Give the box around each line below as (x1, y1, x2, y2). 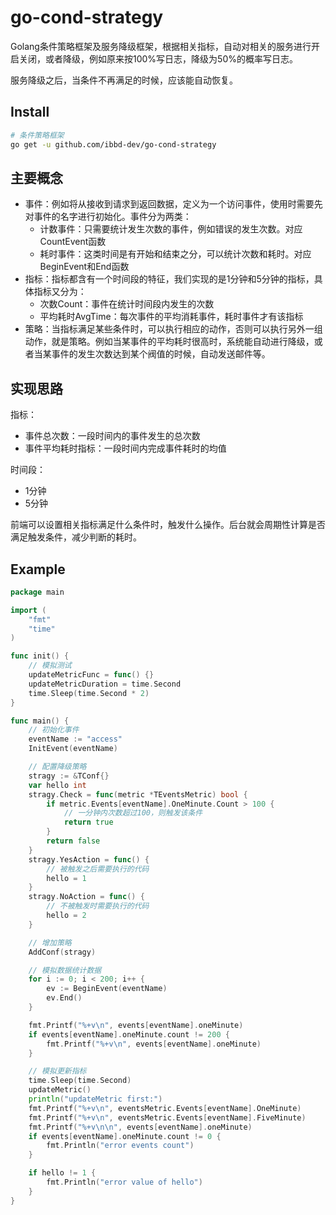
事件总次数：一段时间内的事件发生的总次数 (24, 430, 201, 442)
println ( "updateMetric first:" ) (28, 1094, 163, 1105)
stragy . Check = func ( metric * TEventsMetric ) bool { (28, 789, 248, 800)
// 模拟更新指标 (28, 1066, 87, 1076)
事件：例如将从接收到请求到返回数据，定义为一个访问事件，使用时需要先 (24, 198, 323, 210)
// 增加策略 (28, 937, 72, 948)
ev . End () (46, 993, 83, 1003)
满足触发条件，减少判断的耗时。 (10, 531, 142, 543)
